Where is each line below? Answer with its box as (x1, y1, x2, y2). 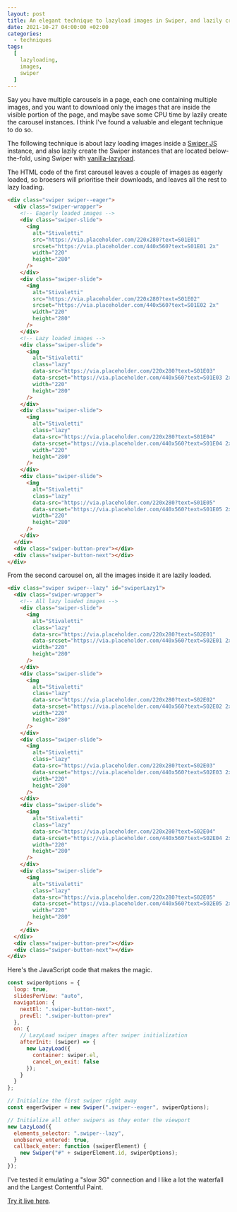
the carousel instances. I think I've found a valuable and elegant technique (7, 118, 224, 127)
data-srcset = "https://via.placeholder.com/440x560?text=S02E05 (32, 900, 222, 907)
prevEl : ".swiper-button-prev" (20, 1012, 112, 1019)
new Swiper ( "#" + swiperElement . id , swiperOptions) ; (20, 1150, 178, 1157)
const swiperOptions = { (7, 979, 80, 986)
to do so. (7, 125, 33, 134)
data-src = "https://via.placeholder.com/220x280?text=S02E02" (32, 697, 217, 704)
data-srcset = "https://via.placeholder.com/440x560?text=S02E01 (32, 637, 222, 644)
